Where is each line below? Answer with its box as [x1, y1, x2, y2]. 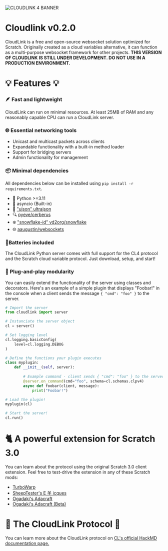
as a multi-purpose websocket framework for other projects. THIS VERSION [5, 49, 162, 55]
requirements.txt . [5, 185, 42, 192]
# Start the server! [5, 410, 48, 416]
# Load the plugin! [5, 397, 46, 402]
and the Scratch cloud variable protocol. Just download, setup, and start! [5, 255, 156, 262]
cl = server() [5, 323, 35, 328]
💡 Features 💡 [5, 77, 59, 89]
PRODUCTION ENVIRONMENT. [5, 60, 70, 66]
